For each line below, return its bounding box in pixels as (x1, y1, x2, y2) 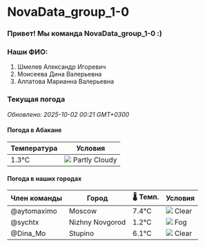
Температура (10, 143, 58, 153)
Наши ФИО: (7, 47, 48, 57)
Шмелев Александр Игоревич (17, 63, 106, 71)
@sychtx (10, 217, 39, 227)
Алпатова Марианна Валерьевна (17, 77, 115, 86)
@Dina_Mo (10, 228, 46, 238)
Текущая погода (7, 94, 66, 104)
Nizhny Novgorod (68, 217, 126, 227)
